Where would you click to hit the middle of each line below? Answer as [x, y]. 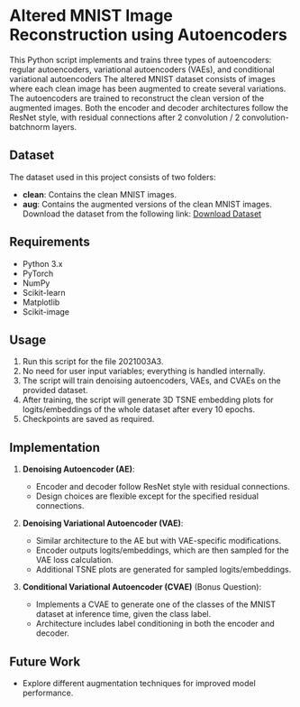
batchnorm [30, 126]
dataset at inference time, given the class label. [123, 614]
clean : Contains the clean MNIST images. [100, 194]
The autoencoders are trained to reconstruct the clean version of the [136, 98]
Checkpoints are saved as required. [88, 419]
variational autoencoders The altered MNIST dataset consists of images [143, 78]
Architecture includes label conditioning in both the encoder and [155, 624]
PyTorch [38, 273]
